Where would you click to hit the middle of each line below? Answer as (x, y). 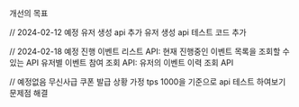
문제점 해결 (29, 93)
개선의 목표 (29, 13)
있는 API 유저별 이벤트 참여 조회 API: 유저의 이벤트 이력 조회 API (122, 62)
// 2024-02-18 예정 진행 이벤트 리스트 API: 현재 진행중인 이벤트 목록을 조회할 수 (149, 51)
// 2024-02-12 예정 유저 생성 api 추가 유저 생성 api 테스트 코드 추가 (128, 32)
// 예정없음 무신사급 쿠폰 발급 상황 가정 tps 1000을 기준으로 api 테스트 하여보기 (148, 82)
